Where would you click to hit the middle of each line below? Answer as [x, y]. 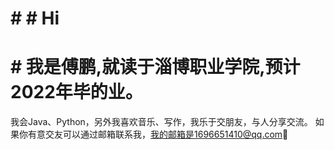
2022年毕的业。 [76, 92]
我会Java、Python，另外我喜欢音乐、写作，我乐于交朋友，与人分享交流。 [161, 122]
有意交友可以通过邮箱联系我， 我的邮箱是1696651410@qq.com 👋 [158, 134]
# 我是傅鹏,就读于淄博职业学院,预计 [155, 67]
